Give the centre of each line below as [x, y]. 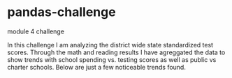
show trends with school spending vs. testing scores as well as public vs [112, 59]
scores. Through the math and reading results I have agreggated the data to [116, 52]
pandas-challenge [62, 12]
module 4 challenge [36, 31]
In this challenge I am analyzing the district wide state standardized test [110, 45]
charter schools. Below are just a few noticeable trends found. [97, 67]
